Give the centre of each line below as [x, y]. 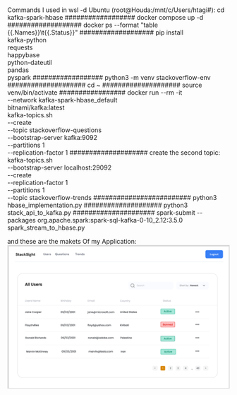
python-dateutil [30, 63]
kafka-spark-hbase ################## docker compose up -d [105, 18]
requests [20, 47]
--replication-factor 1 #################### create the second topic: [114, 153]
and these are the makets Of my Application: [72, 242]
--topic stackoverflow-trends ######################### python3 [112, 198]
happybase [24, 55]
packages [22, 220]
